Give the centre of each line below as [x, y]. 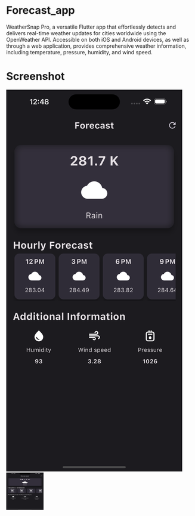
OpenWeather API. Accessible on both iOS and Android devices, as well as [98, 39]
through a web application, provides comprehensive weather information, [96, 46]
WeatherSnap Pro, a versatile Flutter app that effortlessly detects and [91, 27]
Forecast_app [41, 10]
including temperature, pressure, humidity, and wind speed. [80, 52]
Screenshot [35, 77]
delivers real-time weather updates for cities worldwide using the [86, 33]
